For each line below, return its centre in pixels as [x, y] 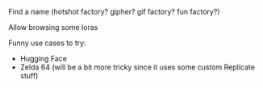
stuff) [29, 75]
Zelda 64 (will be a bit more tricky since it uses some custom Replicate [138, 67]
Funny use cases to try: [47, 43]
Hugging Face [43, 59]
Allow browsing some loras [53, 27]
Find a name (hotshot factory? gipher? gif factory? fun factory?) [114, 12]
